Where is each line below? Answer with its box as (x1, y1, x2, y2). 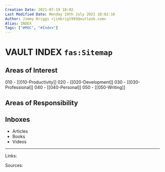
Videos (12, 139, 27, 145)
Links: (5, 153, 17, 159)
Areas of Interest (5, 66, 58, 74)
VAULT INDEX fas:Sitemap (5, 47, 113, 58)
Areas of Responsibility (5, 99, 79, 107)
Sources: (5, 163, 24, 169)
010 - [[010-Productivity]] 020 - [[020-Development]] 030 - (5, 79, 126, 85)
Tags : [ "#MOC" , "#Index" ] (5, 26, 58, 30)
